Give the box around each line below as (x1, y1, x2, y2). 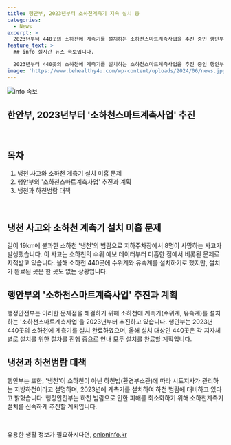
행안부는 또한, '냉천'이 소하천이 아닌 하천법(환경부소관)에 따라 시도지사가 (7, 376, 201, 384)
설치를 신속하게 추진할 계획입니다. (7, 402, 98, 411)
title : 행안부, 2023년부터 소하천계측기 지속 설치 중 (7, 10, 140, 17)
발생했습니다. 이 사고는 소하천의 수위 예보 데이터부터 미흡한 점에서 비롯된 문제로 (7, 250, 220, 258)
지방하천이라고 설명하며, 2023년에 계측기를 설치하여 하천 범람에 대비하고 (14, 385, 210, 393)
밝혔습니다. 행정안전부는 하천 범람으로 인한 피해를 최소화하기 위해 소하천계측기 (14, 393, 224, 402)
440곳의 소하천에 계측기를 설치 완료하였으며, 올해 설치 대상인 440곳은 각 (7, 326, 203, 334)
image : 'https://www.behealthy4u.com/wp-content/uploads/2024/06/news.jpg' (7, 67, 229, 74)
